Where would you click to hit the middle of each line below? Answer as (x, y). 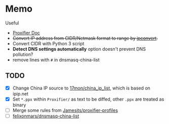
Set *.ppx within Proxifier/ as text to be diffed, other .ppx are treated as (88, 99)
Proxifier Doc (26, 33)
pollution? (23, 54)
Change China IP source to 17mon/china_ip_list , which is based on (81, 88)
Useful (12, 23)
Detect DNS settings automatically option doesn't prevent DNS (79, 49)
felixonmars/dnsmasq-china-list (46, 116)
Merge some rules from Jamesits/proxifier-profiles (65, 110)
